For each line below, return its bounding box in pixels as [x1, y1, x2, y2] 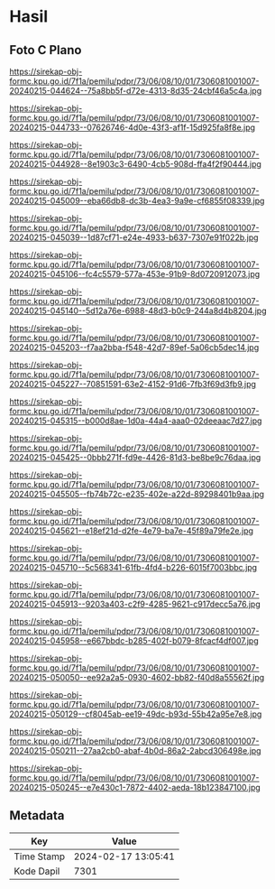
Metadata [9, 808, 65, 823]
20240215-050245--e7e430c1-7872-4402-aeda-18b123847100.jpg [9, 783, 261, 792]
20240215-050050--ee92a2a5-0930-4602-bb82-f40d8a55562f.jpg [9, 672, 265, 682]
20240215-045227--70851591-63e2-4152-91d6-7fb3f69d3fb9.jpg [9, 379, 257, 389]
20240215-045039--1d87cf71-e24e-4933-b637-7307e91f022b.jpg [9, 232, 259, 243]
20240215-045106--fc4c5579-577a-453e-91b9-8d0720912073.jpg [9, 269, 261, 279]
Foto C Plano [9, 42, 82, 58]
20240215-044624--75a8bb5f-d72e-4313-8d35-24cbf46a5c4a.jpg [9, 86, 262, 96]
